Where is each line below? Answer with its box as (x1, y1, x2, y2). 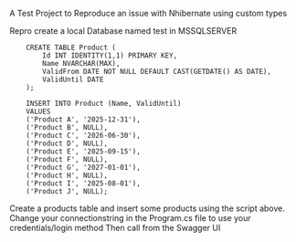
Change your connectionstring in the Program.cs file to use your (9, 213, 251, 223)
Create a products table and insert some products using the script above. (9, 203, 286, 214)
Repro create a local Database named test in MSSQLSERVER (9, 26, 238, 36)
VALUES (26, 107, 51, 116)
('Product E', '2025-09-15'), (26, 147, 142, 156)
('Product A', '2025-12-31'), (26, 115, 142, 124)
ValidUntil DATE (42, 75, 104, 84)
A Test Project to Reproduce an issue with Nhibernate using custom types (9, 8, 288, 18)
